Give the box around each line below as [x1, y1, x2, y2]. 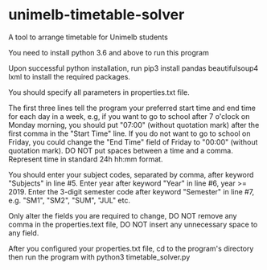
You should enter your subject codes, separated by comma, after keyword [8, 170, 254, 179]
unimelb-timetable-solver [8, 6, 185, 24]
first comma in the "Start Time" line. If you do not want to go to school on [8, 129, 251, 138]
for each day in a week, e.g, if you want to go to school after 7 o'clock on [8, 111, 250, 121]
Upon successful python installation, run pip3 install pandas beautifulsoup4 [8, 63, 259, 73]
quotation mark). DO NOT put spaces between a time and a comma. [8, 145, 233, 155]
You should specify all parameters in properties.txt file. [8, 87, 191, 97]
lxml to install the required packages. [8, 72, 131, 81]
